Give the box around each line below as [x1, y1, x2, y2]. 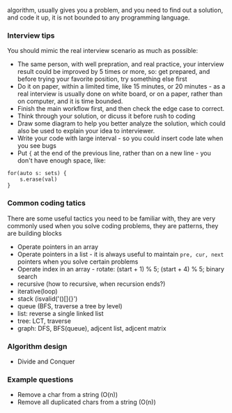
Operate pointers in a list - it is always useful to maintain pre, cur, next [17, 250, 224, 258]
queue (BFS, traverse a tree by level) [17, 301, 123, 310]
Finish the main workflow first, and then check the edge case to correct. [17, 105, 225, 113]
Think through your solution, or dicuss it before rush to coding [17, 112, 196, 121]
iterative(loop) [17, 287, 58, 295]
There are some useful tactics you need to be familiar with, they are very [7, 214, 216, 223]
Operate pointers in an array [17, 242, 99, 250]
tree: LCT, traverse [17, 317, 72, 325]
